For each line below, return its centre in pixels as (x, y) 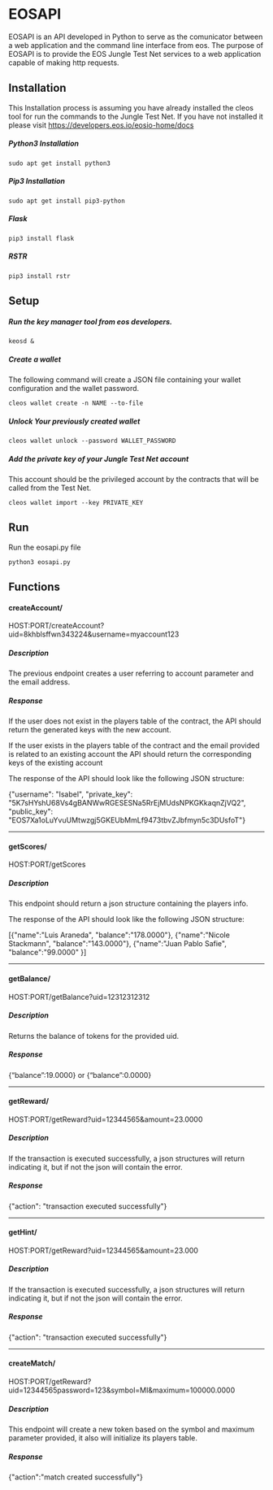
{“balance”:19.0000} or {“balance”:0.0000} (80, 1075)
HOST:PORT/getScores (47, 864)
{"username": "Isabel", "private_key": (71, 794)
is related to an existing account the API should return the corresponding (130, 754)
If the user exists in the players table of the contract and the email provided (134, 745)
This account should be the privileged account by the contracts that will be (134, 479)
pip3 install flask (41, 238)
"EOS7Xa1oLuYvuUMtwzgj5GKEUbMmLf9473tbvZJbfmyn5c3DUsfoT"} (127, 820)
